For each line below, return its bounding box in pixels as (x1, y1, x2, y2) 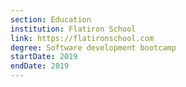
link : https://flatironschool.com (10, 33, 155, 43)
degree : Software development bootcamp (10, 42, 177, 53)
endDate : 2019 (10, 61, 70, 71)
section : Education (10, 14, 92, 25)
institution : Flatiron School (10, 24, 137, 34)
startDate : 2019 (10, 52, 78, 62)
